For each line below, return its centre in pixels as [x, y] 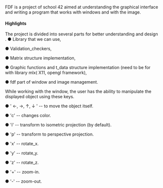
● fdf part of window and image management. [52, 82]
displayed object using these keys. [40, 97]
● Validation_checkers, [28, 49]
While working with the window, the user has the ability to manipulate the [78, 91]
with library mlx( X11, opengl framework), [46, 73]
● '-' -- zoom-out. [24, 181]
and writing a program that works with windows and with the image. [73, 12]
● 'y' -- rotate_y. [22, 153]
